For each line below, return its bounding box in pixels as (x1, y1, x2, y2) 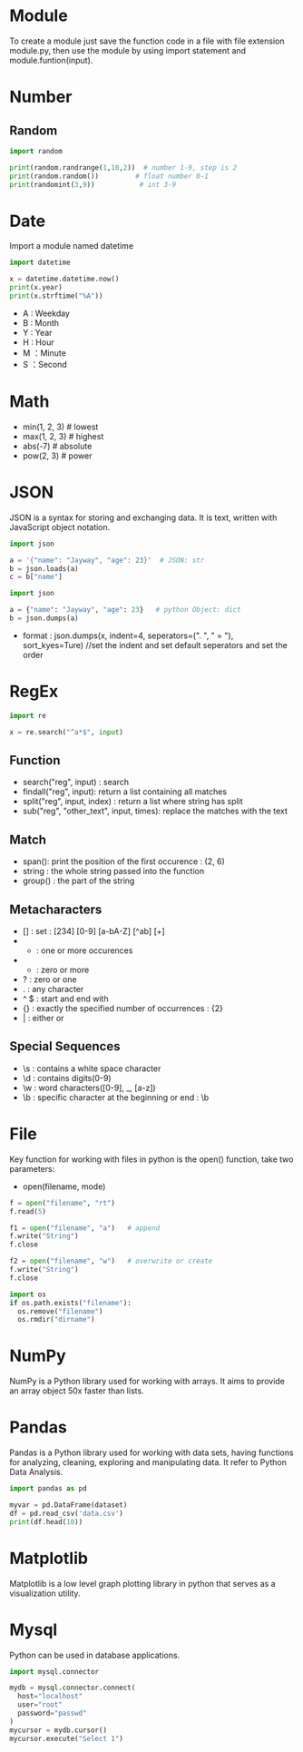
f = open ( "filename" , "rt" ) (9, 1198, 116, 1207)
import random (9, 146, 64, 155)
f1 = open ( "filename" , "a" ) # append (9, 1223, 161, 1233)
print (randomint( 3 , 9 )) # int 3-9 (9, 180, 177, 189)
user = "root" (17, 1700, 64, 1709)
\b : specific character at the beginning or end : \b (22, 1091, 210, 1103)
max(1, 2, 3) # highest (22, 430, 104, 441)
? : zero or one (22, 974, 77, 985)
